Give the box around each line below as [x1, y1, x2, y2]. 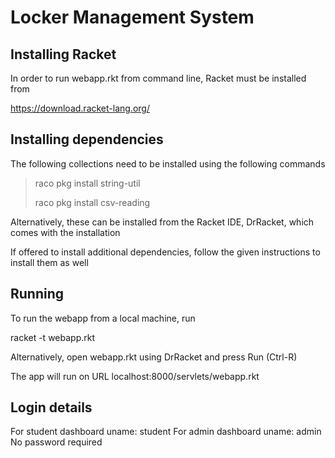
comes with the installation [10, 226, 121, 238]
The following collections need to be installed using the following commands [10, 157, 326, 170]
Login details [10, 399, 93, 416]
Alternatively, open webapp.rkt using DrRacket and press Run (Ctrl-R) [10, 351, 298, 363]
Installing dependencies [10, 131, 164, 148]
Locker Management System [10, 6, 255, 29]
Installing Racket [10, 46, 117, 63]
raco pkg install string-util [34, 177, 141, 189]
